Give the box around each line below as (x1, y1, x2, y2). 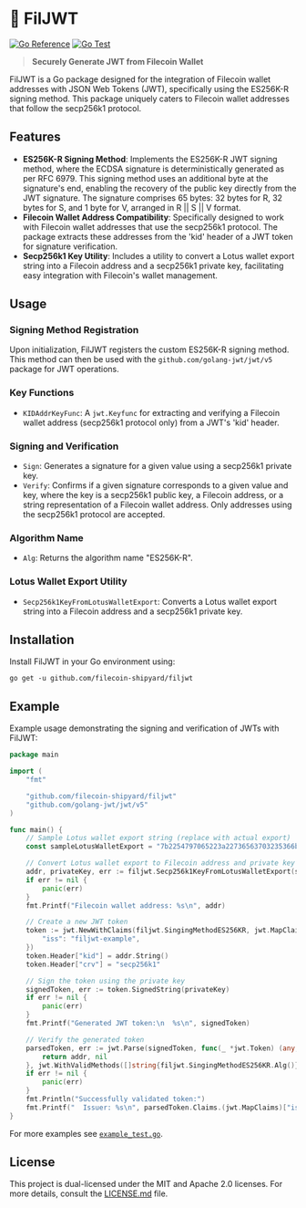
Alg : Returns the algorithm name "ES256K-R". (22, 552, 193, 564)
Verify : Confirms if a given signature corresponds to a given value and (22, 480, 289, 491)
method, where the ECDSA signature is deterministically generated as (22, 163, 285, 174)
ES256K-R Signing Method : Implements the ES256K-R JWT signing (22, 153, 278, 164)
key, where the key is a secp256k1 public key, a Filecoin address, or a (22, 490, 284, 501)
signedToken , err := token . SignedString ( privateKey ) (25, 984, 230, 994)
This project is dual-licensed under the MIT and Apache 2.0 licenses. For (9, 1179, 283, 1190)
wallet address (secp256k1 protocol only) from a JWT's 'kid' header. (22, 417, 280, 428)
